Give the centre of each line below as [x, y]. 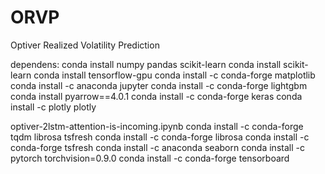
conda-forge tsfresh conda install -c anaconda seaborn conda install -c [157, 147]
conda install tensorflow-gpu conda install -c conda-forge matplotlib [174, 75]
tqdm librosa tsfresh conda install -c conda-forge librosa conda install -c [160, 137]
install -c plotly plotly [53, 107]
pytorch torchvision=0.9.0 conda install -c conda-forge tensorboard [150, 158]
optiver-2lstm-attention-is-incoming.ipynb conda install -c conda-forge [157, 126]
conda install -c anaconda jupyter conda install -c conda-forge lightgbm [159, 85]
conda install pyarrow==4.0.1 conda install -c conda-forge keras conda [156, 96]
